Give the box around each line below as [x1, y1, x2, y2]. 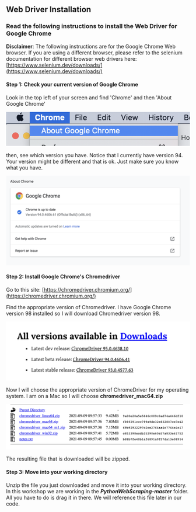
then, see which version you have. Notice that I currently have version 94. [6, 152, 183, 159]
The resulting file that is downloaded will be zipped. [6, 455, 130, 462]
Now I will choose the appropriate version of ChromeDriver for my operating [6, 386, 189, 393]
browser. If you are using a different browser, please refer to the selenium [6, 49, 183, 56]
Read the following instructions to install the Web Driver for [6, 22, 177, 30]
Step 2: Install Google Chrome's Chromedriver [6, 273, 121, 280]
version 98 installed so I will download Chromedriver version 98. [6, 310, 160, 317]
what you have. [6, 164, 43, 171]
